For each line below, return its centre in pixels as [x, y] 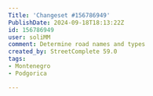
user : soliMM [29, 37]
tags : [17, 59]
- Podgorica [27, 73]
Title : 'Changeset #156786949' [59, 15]
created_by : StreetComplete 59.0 [63, 52]
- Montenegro [29, 66]
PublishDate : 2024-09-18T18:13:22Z [66, 23]
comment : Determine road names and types [77, 44]
